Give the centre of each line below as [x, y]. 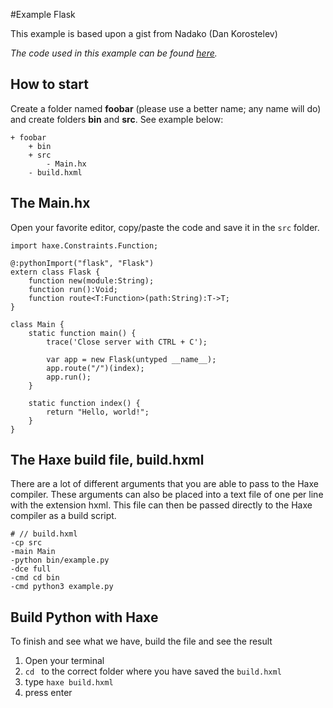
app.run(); [69, 377]
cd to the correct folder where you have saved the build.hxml [153, 671]
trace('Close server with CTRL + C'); [127, 342]
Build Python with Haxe [84, 617]
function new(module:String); [91, 280]
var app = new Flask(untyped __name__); [131, 359]
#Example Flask [43, 14]
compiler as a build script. [63, 516]
